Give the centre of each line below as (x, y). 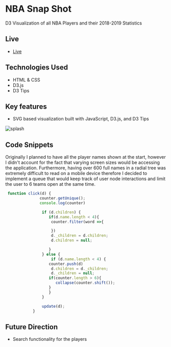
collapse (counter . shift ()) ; (85, 283)
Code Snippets (29, 145)
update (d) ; (53, 306)
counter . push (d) (66, 264)
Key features (26, 106)
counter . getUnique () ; (63, 199)
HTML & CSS (26, 80)
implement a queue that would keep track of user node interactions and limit (86, 179)
